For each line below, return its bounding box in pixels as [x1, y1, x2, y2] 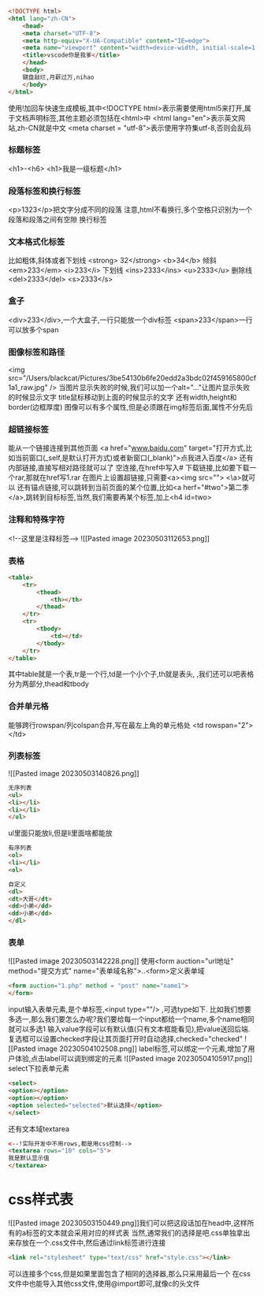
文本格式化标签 [8, 236, 65, 247]
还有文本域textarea [8, 1123, 69, 1134]
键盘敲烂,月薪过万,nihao [22, 73, 95, 81]
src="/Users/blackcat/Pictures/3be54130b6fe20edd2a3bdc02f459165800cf [8, 373, 257, 382]
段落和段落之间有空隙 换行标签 [8, 215, 107, 225]
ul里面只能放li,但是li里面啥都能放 [8, 828, 113, 838]
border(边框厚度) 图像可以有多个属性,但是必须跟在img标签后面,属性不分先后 [8, 402, 254, 411]
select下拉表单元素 [8, 1064, 69, 1073]
